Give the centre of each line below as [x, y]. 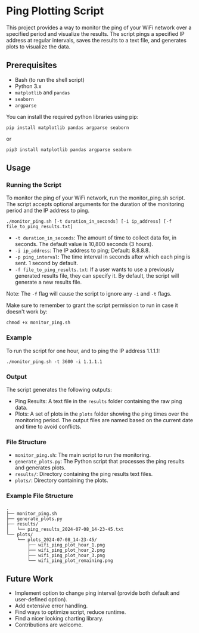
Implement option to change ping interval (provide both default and [97, 593]
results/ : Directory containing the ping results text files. [84, 474]
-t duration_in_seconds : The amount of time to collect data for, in [96, 238]
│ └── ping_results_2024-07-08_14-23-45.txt [65, 529]
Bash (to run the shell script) [50, 79]
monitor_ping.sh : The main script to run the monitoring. [83, 455]
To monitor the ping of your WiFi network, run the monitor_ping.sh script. [96, 198]
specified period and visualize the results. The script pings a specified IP [95, 33]
